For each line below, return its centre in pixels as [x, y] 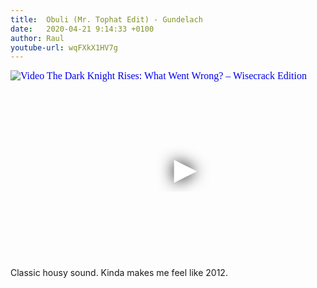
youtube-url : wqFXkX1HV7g [64, 47]
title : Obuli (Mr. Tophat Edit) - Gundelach [106, 19]
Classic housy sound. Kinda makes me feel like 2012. [119, 273]
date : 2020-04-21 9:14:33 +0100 [82, 29]
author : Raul [37, 38]
